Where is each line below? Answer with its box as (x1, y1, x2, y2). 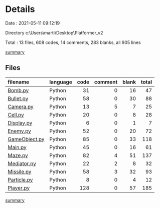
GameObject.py (8, 135, 45, 142)
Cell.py (8, 111, 24, 118)
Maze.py (8, 151, 29, 158)
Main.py (8, 143, 27, 150)
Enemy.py (8, 127, 31, 134)
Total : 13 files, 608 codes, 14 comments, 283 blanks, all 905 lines (5, 39, 141, 45)
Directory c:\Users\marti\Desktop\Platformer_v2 (5, 29, 103, 35)
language (49, 78, 73, 85)
